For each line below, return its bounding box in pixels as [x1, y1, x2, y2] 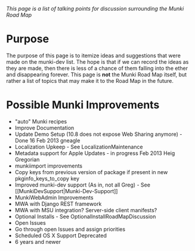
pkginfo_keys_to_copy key [14, 175, 79, 182]
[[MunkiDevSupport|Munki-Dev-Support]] [14, 187, 118, 194]
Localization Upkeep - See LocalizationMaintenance [14, 143, 143, 150]
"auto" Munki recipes [14, 117, 67, 125]
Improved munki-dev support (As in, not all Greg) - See [14, 181, 151, 188]
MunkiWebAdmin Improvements [14, 194, 94, 201]
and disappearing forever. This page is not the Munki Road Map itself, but [6, 71, 187, 78]
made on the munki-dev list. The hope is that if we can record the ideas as [6, 58, 189, 65]
